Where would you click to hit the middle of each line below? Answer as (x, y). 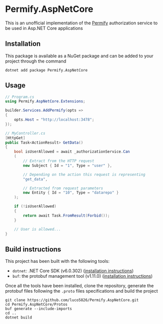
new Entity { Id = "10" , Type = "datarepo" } (71, 193)
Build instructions (33, 249)
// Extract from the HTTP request (59, 161)
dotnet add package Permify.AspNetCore (46, 70)
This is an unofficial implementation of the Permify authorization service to (81, 23)
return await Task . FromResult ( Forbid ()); (67, 215)
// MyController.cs (25, 133)
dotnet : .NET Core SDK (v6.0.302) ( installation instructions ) (73, 271)
